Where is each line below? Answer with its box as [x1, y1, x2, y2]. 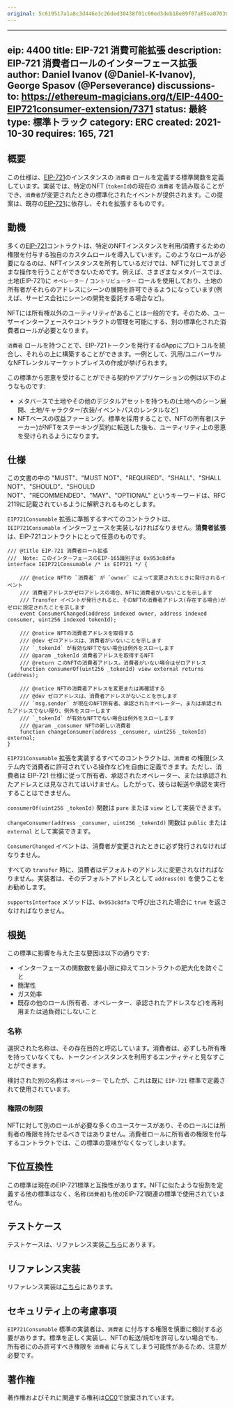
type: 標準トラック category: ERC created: [7, 117, 194, 128]
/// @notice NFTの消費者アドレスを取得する [19, 630, 134, 637]
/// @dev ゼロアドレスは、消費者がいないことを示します [19, 637, 162, 644]
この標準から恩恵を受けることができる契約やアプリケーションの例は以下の [7, 373, 221, 381]
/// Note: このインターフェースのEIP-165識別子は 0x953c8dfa [7, 555, 175, 562]
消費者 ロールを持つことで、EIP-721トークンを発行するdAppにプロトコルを [7, 341, 219, 349]
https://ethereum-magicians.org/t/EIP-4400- [21, 91, 224, 103]
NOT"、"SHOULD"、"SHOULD [7, 482, 95, 491]
